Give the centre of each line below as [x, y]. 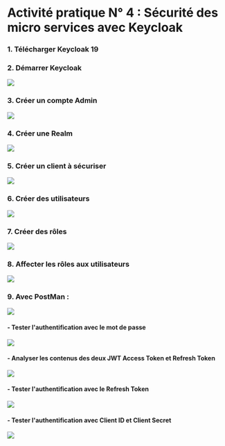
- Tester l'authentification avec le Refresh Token [78, 389]
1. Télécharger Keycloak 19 [53, 49]
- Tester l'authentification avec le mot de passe [77, 327]
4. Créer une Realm [40, 133]
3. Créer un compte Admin [52, 101]
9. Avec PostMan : [38, 297]
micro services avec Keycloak [95, 27]
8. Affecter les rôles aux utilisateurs [69, 264]
